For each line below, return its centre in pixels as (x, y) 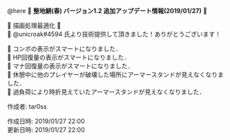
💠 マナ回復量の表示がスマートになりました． (70, 66)
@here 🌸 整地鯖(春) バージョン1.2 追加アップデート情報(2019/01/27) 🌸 (107, 11)
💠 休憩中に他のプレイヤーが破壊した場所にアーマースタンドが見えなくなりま (116, 74)
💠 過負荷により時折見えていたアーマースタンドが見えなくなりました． (106, 92)
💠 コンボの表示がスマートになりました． (65, 49)
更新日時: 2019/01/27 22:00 (46, 130)
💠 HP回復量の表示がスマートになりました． (69, 57)
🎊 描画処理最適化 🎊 (34, 26)
